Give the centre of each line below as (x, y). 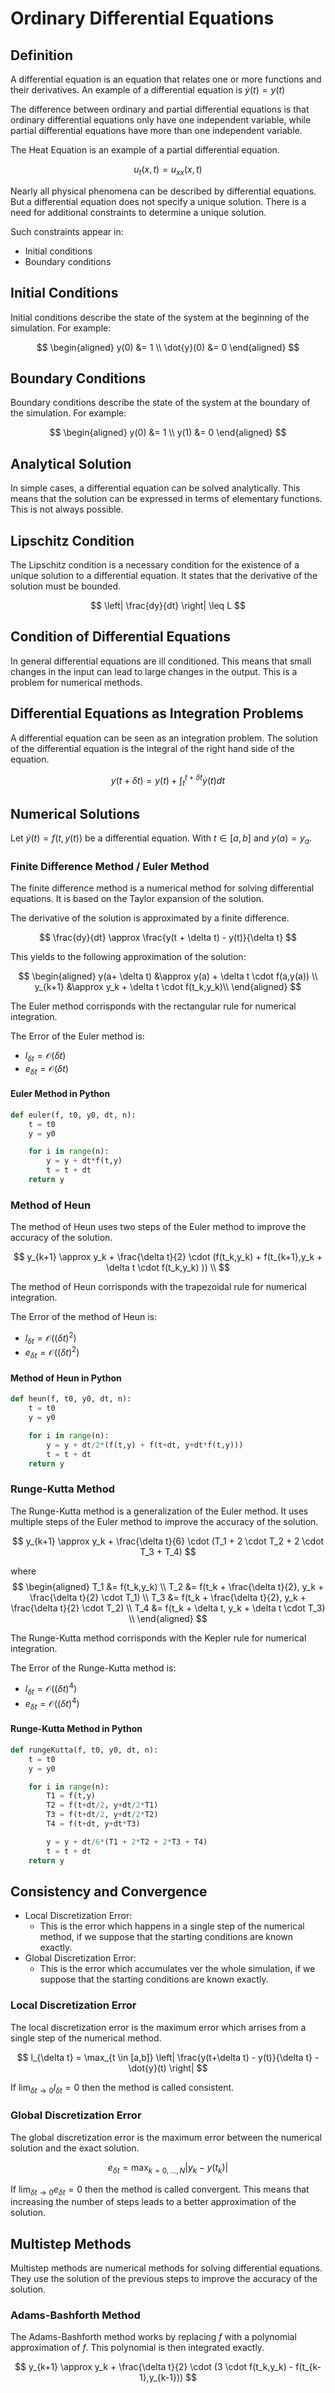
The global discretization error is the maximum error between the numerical (166, 2137)
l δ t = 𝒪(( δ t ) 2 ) (50, 1338)
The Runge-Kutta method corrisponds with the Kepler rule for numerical (158, 1638)
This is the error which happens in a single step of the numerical (172, 1926)
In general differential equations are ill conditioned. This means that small (161, 661)
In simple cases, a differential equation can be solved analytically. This (155, 488)
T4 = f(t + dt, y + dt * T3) (93, 1824)
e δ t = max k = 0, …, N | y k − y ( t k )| (168, 2168)
